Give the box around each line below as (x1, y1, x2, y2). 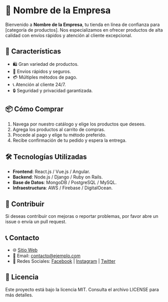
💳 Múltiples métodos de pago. (12, 74, 78, 80)
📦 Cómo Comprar (5, 105, 64, 114)
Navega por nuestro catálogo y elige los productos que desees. (12, 121, 146, 127)
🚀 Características (5, 47, 61, 56)
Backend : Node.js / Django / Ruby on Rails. (12, 174, 103, 180)
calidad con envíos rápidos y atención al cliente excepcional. (5, 32, 132, 38)
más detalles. (5, 292, 33, 298)
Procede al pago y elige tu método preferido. (12, 132, 107, 138)
